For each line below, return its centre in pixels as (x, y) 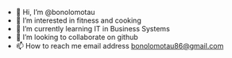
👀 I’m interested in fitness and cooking (78, 20)
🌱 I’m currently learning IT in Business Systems (93, 29)
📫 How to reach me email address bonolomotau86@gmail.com (120, 46)
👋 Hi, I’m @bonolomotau (55, 12)
